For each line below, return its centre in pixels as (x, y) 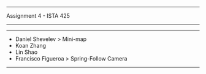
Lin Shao (26, 52)
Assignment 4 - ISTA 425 (38, 16)
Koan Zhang (31, 46)
